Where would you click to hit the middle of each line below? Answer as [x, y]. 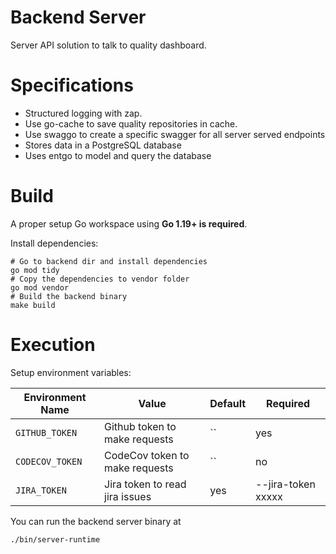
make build [33, 305]
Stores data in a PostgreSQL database [103, 145]
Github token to [140, 426]
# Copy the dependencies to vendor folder [100, 279]
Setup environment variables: [71, 372]
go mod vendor [40, 287]
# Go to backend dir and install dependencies [109, 261]
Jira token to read [145, 484]
